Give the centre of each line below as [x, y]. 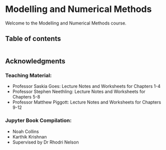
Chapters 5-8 [26, 97]
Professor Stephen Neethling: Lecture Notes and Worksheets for [79, 91]
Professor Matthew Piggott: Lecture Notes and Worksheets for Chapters [87, 102]
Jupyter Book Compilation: [38, 120]
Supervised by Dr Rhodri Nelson [45, 142]
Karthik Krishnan [29, 136]
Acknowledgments [35, 61]
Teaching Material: [28, 75]
